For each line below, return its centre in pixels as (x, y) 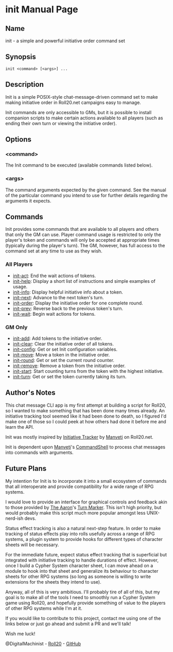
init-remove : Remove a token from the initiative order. (69, 366)
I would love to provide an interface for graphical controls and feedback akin (86, 502)
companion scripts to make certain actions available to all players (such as (84, 118)
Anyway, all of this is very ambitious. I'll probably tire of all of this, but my (83, 592)
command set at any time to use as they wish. (54, 251)
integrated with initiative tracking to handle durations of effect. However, (82, 560)
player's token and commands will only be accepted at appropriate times (82, 240)
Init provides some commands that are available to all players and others (82, 229)
